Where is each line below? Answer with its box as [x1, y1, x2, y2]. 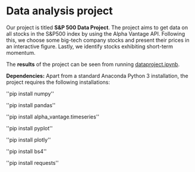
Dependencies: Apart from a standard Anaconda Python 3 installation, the [6, 72, 188, 79]
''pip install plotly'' [6, 136, 51, 143]
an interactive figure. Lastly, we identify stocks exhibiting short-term [6, 43, 174, 50]
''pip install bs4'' [6, 148, 47, 155]
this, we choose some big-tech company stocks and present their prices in [6, 36, 190, 43]
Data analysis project [6, 4, 113, 18]
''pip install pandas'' [6, 101, 56, 108]
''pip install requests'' [6, 159, 59, 166]
